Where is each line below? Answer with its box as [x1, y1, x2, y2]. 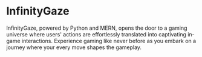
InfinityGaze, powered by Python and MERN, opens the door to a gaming [6, 24, 187, 32]
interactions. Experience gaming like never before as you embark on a [21, 37, 197, 44]
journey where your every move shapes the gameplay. [6, 44, 142, 51]
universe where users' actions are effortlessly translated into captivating [6, 30, 186, 38]
